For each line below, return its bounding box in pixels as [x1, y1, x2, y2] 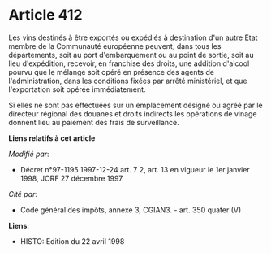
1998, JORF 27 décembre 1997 [19, 173, 123, 183]
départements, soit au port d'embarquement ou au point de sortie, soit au [8, 50, 254, 59]
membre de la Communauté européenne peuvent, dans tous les [8, 41, 222, 50]
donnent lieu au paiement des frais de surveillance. [8, 117, 180, 127]
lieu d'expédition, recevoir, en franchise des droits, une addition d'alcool [8, 59, 250, 68]
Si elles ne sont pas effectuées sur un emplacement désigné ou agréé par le [8, 100, 263, 110]
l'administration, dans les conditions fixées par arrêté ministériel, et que [8, 76, 247, 85]
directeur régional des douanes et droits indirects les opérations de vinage [8, 108, 257, 119]
